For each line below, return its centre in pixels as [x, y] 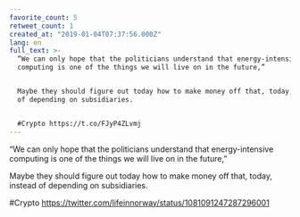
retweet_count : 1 [42, 26]
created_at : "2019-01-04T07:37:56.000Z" [86, 34]
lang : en [25, 42]
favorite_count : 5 [43, 17]
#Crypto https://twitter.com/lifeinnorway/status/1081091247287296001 [139, 203]
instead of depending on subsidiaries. [79, 185]
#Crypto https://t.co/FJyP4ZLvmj [79, 123]
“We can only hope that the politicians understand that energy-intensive [142, 149]
